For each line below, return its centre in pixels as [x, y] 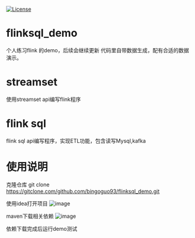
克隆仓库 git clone [28, 185]
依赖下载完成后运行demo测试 [42, 229]
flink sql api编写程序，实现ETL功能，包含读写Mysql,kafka [76, 141]
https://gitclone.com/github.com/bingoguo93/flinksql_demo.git [83, 191]
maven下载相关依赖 [30, 216]
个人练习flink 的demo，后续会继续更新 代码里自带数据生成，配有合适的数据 [98, 50]
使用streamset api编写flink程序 [44, 99]
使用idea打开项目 [27, 203]
